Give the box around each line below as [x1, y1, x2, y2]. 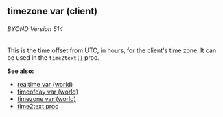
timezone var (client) [7, 6, 98, 17]
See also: [7, 67, 34, 75]
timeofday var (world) [16, 87, 79, 96]
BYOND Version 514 [7, 24, 64, 33]
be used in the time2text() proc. [7, 53, 99, 61]
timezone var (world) [16, 94, 77, 103]
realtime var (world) [16, 80, 73, 88]
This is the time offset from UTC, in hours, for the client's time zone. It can [7, 46, 217, 54]
